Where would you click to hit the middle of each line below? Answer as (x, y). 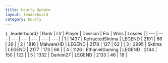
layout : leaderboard (27, 15)
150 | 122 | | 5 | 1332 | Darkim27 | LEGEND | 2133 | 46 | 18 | (66, 55)
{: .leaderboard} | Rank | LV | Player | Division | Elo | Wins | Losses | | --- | (81, 34)
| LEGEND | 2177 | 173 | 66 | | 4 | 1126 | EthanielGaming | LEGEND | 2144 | (81, 50)
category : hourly (23, 19)
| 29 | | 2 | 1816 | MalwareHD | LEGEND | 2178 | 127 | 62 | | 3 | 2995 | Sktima (84, 44)
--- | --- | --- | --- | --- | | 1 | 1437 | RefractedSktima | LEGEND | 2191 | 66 (87, 39)
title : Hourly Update (28, 10)
